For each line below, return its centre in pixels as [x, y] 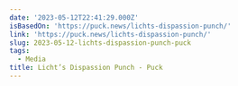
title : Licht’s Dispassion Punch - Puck [87, 68]
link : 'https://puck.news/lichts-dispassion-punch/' [110, 34]
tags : [19, 51]
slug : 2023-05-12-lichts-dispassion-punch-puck [101, 43]
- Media [32, 59]
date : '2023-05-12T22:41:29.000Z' [74, 17]
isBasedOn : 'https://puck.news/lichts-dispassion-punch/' [120, 26]
